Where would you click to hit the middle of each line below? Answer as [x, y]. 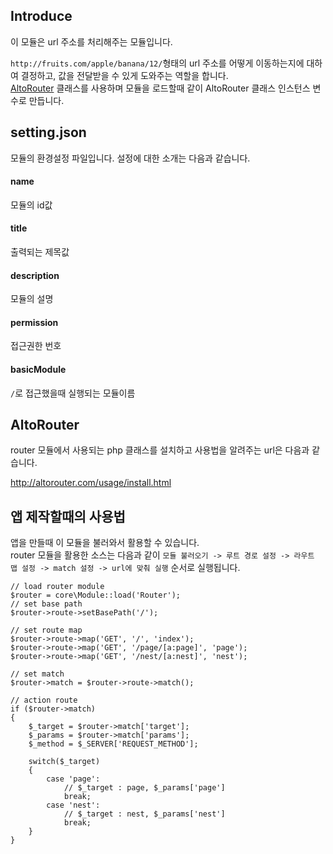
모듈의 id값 [31, 205]
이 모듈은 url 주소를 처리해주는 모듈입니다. [91, 41]
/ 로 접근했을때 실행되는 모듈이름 [73, 393]
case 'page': [73, 779]
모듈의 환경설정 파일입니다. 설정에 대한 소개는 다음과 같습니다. [130, 158]
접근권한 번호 [36, 346]
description [35, 275]
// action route [44, 700]
